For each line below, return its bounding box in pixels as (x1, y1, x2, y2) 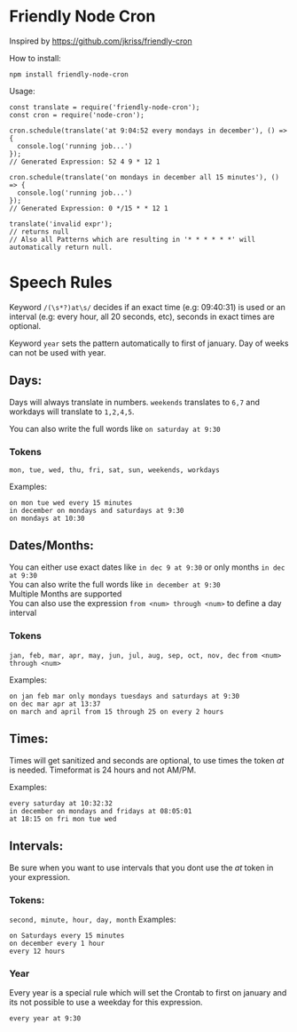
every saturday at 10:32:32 (9, 798, 113, 808)
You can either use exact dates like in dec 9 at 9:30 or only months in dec (9, 562, 285, 572)
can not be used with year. (9, 347, 106, 357)
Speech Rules (9, 273, 113, 292)
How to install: (9, 52, 62, 63)
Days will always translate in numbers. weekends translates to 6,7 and (9, 396, 260, 407)
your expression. (9, 871, 71, 882)
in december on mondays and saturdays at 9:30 (9, 506, 184, 515)
